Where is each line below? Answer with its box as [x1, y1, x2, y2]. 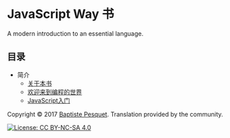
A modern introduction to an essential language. [7, 29, 144, 38]
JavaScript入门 [27, 96, 70, 104]
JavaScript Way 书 [7, 6, 115, 22]
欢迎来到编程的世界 [27, 87, 83, 96]
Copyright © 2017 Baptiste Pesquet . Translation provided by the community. [7, 110, 224, 118]
